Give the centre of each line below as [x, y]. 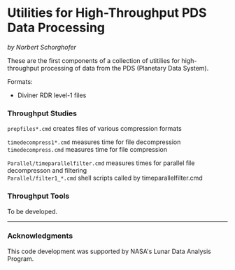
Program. [21, 258]
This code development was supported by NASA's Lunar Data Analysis [109, 251]
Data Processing [56, 28]
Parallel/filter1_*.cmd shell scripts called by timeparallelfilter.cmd [105, 178]
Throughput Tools [38, 196]
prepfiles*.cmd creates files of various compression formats [94, 129]
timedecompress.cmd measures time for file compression [87, 150]
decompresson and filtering [47, 171]
